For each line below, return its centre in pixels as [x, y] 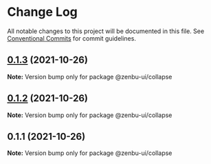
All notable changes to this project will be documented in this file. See [106, 31]
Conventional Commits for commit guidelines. [71, 38]
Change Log [42, 12]
